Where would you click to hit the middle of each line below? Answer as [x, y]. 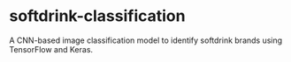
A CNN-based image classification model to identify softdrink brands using [146, 40]
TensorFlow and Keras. [51, 49]
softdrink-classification [97, 16]
